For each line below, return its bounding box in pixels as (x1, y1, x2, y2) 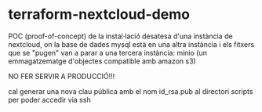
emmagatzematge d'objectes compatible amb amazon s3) (8, 56, 196, 66)
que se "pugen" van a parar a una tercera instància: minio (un (8, 48, 208, 57)
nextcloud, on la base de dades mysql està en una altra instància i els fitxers (8, 39, 255, 49)
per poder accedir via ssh (8, 95, 92, 104)
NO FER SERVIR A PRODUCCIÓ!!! (8, 71, 115, 81)
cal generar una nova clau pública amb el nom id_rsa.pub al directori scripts (8, 86, 253, 96)
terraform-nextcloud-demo (8, 5, 191, 23)
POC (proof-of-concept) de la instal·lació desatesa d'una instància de (8, 31, 233, 41)
